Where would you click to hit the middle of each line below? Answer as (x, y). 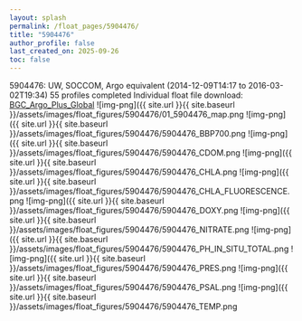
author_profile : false (52, 43)
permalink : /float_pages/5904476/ (75, 26)
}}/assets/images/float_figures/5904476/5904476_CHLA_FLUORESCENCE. (150, 191)
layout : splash (38, 18)
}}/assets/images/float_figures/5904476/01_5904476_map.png (127, 114)
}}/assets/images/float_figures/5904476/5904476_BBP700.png (127, 133)
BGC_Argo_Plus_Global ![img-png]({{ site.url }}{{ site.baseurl (122, 104)
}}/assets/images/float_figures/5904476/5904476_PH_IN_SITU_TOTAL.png (149, 249)
